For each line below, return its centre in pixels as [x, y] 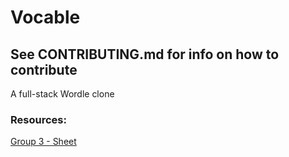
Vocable [45, 17]
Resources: [38, 119]
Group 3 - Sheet [43, 142]
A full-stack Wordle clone [62, 94]
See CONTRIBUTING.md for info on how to [145, 54]
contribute [44, 69]
